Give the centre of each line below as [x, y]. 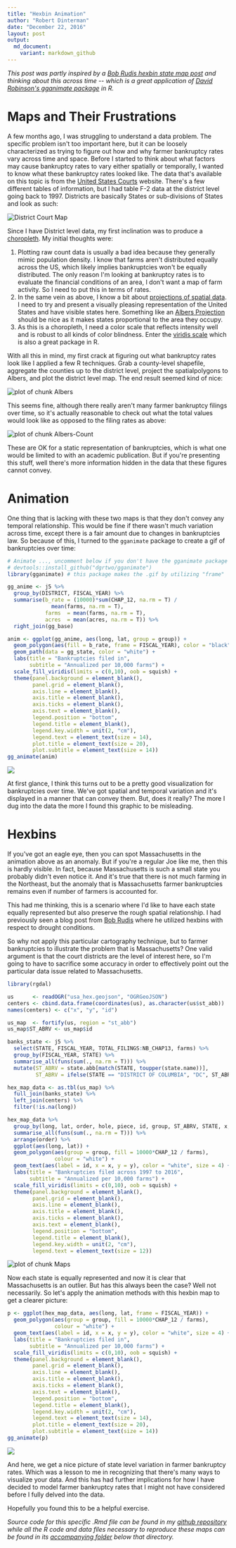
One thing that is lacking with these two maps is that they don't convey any [116, 518]
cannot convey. [29, 470]
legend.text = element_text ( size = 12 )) [92, 1251]
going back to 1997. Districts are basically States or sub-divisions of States [115, 196]
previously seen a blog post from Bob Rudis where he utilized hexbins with [115, 920]
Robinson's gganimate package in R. [61, 88]
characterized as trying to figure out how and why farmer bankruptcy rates [116, 151]
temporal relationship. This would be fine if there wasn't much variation [110, 525]
